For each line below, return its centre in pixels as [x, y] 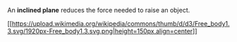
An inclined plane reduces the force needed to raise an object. [99, 10]
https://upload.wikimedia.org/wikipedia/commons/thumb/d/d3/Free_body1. [121, 23]
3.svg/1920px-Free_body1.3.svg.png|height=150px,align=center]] [102, 31]
